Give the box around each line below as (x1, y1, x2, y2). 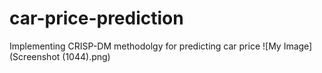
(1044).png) (62, 50, 111, 62)
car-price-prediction (9, 7, 184, 30)
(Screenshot (9, 50, 61, 62)
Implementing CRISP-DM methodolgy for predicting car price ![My (9, 40, 282, 52)
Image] (283, 40, 313, 52)
